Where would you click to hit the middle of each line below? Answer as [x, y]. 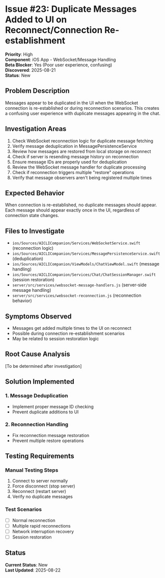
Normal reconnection [34, 520]
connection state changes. [32, 216]
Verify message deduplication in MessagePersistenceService [74, 146]
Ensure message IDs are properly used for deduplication [69, 162]
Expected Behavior [35, 193]
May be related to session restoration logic [56, 339]
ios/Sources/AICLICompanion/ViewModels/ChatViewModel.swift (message [86, 264]
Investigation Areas [36, 129]
